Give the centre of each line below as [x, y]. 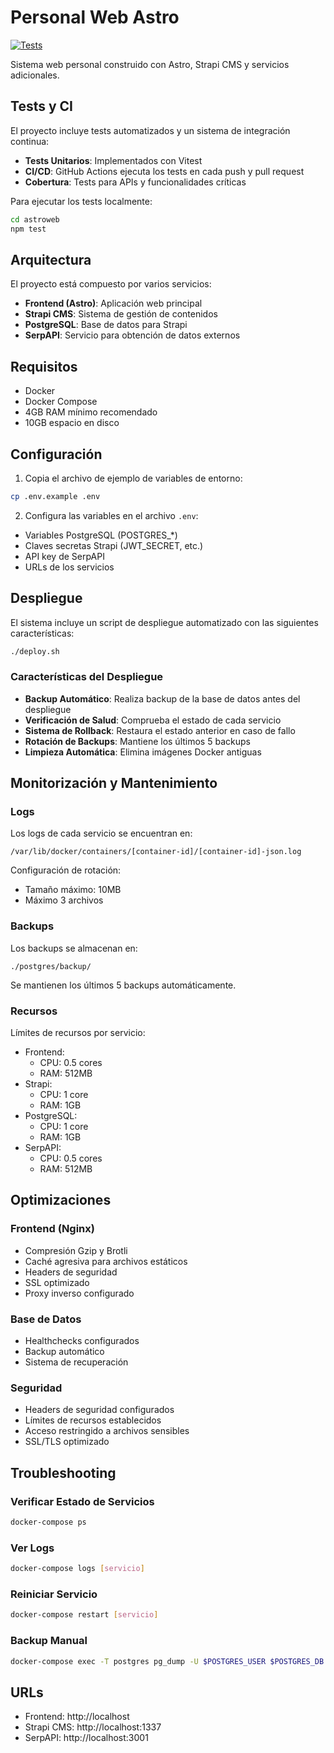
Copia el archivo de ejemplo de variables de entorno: [133, 478]
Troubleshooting [63, 1472]
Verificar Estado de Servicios [82, 1501]
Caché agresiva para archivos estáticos [106, 1261]
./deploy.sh [35, 651]
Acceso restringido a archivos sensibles [107, 1431]
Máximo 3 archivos [64, 900]
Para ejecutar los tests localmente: [81, 201]
